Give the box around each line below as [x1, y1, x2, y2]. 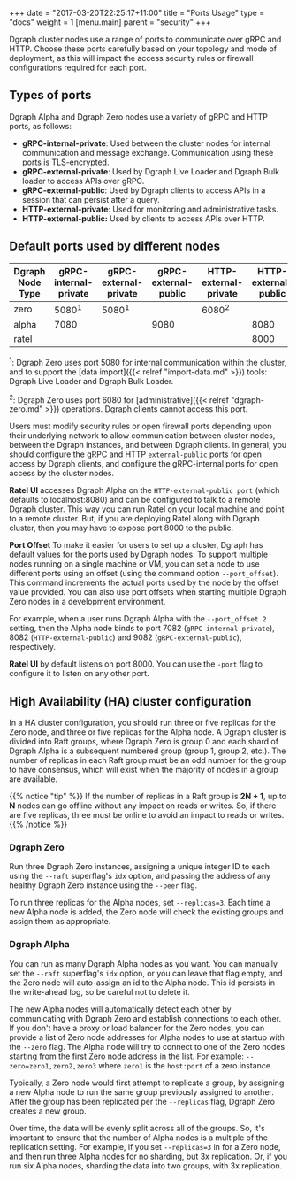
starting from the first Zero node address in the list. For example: [9, 1051, 245, 1061]
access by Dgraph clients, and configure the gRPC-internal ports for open [9, 459, 278, 469]
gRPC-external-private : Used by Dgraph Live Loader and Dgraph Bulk [21, 166, 280, 176]
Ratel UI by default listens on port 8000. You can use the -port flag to [9, 659, 263, 669]
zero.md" [9, 404, 43, 414]
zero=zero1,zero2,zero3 [9, 1061, 97, 1070]
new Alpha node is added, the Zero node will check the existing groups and [9, 906, 285, 917]
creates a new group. [9, 1106, 87, 1116]
